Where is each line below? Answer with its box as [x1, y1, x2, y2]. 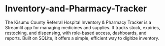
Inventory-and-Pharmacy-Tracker [5, 3, 147, 14]
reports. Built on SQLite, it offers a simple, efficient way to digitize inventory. [5, 35, 160, 41]
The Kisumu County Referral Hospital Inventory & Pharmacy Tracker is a [5, 19, 152, 25]
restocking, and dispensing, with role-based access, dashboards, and [5, 30, 147, 36]
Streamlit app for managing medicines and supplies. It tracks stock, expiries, [5, 24, 160, 30]
